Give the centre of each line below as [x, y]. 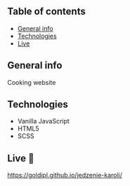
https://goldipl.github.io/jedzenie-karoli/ [65, 175]
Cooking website [32, 82]
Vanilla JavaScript [44, 121]
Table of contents [46, 12]
